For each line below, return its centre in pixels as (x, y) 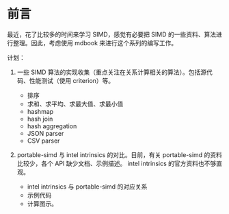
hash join (40, 119)
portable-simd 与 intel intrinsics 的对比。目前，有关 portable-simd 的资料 (119, 154)
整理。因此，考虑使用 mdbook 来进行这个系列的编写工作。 (95, 43)
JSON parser (45, 133)
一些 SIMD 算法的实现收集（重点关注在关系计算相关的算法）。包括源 (112, 72)
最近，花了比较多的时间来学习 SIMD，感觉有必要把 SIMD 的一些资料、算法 (112, 34)
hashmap (40, 111)
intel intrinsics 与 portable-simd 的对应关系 (87, 187)
